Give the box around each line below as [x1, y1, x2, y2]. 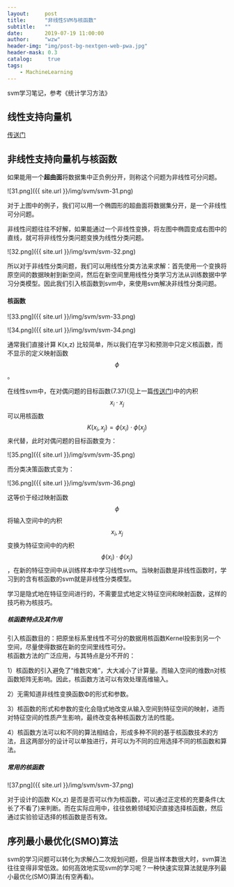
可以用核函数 [7, 412, 44, 420]
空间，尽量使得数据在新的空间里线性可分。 [7, 643, 130, 651]
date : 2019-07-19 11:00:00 [7, 29, 104, 37]
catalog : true [7, 56, 61, 63]
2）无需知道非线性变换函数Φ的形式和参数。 [7, 690, 132, 698]
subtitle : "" [7, 23, 52, 30]
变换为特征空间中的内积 [7, 541, 75, 549]
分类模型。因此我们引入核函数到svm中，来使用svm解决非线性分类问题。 [13, 280, 221, 288]
